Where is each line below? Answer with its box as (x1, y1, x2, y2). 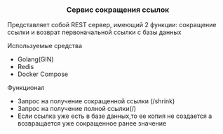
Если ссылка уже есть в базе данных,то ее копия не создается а (17, 112, 212, 120)
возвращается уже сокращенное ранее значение (17, 119, 167, 128)
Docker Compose (17, 70, 69, 78)
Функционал (7, 84, 45, 92)
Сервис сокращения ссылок (66, 5, 170, 15)
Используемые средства (7, 42, 83, 50)
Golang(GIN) (17, 55, 54, 64)
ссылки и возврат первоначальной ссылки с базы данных (7, 28, 182, 36)
